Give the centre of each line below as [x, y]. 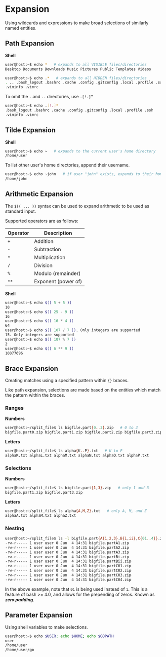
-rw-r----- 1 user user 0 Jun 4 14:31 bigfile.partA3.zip [67, 552]
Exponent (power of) [58, 281]
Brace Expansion [32, 368]
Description [58, 233]
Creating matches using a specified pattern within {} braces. [67, 381]
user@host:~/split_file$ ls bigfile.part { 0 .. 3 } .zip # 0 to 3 [72, 428]
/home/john [16, 179]
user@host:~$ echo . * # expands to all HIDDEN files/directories [76, 78]
